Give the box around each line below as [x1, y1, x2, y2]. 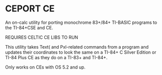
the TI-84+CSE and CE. [5, 24, 54, 30]
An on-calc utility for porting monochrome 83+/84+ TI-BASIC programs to [5, 19, 158, 25]
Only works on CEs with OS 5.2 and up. [5, 64, 86, 70]
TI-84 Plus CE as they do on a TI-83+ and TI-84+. [5, 54, 108, 60]
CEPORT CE [5, 3, 55, 14]
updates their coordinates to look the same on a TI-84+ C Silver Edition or [5, 49, 157, 55]
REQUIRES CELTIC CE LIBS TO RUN [5, 34, 79, 40]
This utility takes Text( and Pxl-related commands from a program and [5, 44, 149, 50]
